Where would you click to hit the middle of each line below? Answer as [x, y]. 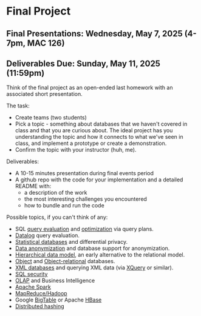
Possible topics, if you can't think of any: [57, 217]
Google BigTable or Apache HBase [58, 300]
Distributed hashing [40, 306]
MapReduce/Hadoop [41, 294]
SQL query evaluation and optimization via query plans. [84, 229]
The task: [18, 106]
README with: [33, 186]
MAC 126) [46, 43]
